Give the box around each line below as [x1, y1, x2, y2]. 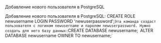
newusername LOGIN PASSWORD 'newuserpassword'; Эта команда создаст [5, 19, 156, 24]
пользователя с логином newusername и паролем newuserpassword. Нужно [5, 23, 151, 28]
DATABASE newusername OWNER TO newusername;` [5, 33, 113, 38]
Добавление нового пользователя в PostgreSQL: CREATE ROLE [5, 13, 136, 19]
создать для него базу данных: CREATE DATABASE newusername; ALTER [5, 28, 154, 33]
